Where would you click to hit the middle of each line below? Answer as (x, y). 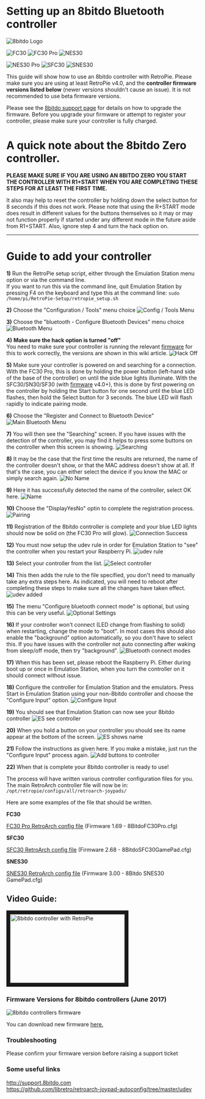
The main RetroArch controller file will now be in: (67, 785)
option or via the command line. (46, 279)
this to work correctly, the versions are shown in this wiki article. (87, 353)
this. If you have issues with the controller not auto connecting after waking (101, 644)
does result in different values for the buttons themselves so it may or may (100, 213)
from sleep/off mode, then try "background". (63, 650)
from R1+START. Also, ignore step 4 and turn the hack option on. (88, 226)
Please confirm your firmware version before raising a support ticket (92, 1053)
